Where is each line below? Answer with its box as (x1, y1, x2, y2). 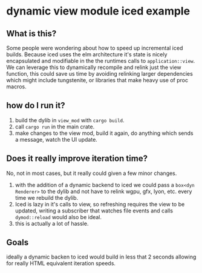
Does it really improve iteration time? (6, 153, 148, 164)
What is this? (6, 28, 57, 39)
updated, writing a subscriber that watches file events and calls (15, 207, 174, 214)
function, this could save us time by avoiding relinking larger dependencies (6, 70, 194, 77)
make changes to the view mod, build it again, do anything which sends (15, 129, 194, 137)
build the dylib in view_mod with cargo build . (15, 116, 125, 123)
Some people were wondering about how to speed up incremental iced (6, 44, 183, 51)
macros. (6, 83, 27, 90)
